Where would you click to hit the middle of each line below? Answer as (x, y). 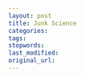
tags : (17, 38)
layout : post (30, 16)
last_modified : (34, 53)
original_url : (32, 61)
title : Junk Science (43, 23)
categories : (28, 30)
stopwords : (26, 46)
